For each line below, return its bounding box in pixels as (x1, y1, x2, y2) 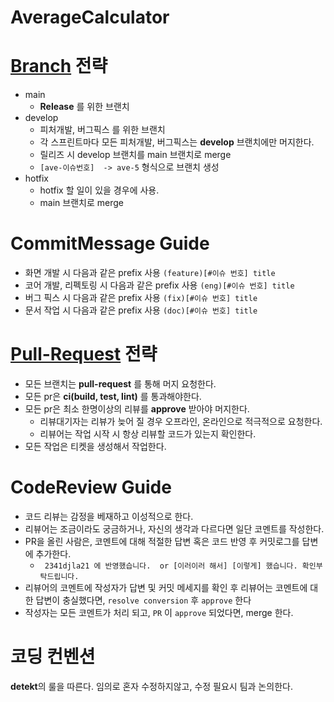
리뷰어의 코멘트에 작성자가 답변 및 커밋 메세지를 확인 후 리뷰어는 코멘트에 (24, 581, 308, 593)
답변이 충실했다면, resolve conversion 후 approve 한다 (35, 594, 252, 606)
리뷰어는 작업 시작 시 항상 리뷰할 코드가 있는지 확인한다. (39, 428, 257, 440)
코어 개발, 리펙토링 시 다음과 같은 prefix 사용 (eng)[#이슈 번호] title (24, 279, 295, 291)
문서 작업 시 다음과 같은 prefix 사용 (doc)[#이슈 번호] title (24, 304, 258, 316)
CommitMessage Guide (10, 232, 210, 255)
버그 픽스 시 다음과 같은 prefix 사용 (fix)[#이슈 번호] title (24, 292, 258, 304)
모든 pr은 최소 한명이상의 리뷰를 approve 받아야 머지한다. (24, 403, 250, 415)
